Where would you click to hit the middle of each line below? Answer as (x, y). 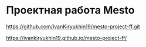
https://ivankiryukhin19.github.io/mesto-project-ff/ (67, 38)
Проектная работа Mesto (70, 10)
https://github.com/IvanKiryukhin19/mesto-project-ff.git (73, 26)
